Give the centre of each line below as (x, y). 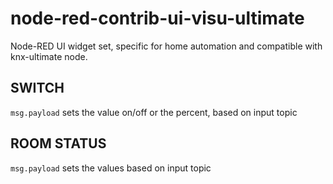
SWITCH (37, 88)
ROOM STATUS (58, 143)
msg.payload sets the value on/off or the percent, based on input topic (154, 112)
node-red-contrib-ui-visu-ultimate (157, 18)
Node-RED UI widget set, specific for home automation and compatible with (166, 46)
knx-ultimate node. (49, 56)
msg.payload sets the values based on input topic (111, 168)
